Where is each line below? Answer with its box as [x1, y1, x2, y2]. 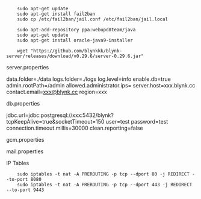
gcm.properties [6, 136, 45, 143]
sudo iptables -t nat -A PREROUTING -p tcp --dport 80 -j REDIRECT [17, 171, 190, 177]
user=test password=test [105, 118, 169, 125]
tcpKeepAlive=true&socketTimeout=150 [6, 118, 105, 125]
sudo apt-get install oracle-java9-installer [17, 37, 134, 43]
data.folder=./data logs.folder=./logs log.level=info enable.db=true [6, 75, 172, 83]
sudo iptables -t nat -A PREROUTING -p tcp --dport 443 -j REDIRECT [17, 182, 193, 188]
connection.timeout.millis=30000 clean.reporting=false [6, 124, 143, 131]
